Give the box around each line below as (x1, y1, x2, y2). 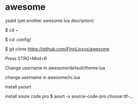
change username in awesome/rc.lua (5, 74, 80, 80)
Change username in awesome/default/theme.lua (5, 65, 106, 71)
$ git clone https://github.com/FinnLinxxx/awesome (5, 46, 110, 52)
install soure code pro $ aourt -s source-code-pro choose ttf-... (5, 93, 134, 99)
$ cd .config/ (5, 36, 31, 42)
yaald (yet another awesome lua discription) (5, 18, 94, 23)
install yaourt (5, 83, 31, 89)
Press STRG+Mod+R (5, 55, 47, 61)
